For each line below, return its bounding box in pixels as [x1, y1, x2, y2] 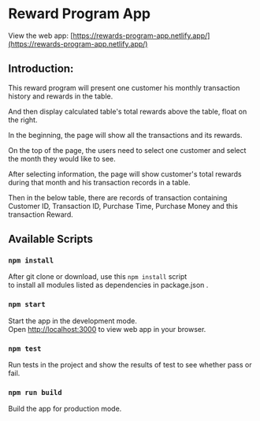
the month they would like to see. [8, 154, 116, 163]
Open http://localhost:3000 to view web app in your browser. [8, 324, 206, 333]
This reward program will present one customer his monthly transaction [8, 83, 240, 92]
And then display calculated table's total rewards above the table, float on [8, 106, 247, 116]
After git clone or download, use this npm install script [8, 272, 188, 281]
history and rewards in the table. [8, 91, 113, 101]
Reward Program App [8, 5, 151, 23]
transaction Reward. [8, 210, 73, 219]
